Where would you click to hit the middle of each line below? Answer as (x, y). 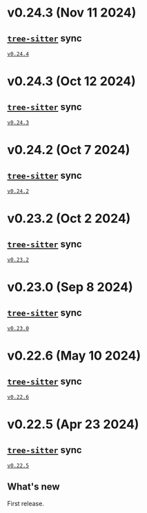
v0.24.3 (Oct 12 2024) (71, 81)
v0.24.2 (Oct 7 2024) (69, 150)
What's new (33, 487)
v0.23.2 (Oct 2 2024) (69, 219)
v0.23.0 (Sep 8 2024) (70, 287)
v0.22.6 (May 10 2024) (74, 356)
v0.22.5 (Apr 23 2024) (73, 424)
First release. (26, 503)
